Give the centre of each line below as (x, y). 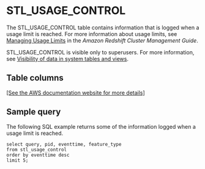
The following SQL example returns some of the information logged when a (101, 126)
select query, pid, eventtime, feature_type (64, 144)
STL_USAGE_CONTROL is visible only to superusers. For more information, (100, 52)
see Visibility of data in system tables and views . (68, 59)
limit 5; (17, 160)
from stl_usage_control (37, 149)
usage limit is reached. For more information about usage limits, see (92, 34)
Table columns (35, 78)
